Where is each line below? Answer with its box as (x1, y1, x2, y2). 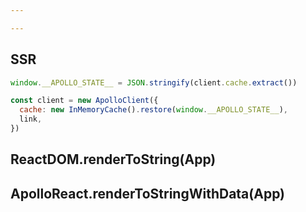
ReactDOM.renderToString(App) (10, 151, 217, 168)
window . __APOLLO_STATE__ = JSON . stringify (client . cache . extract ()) (10, 77, 298, 88)
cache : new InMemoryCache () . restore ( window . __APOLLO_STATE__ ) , (19, 105, 289, 115)
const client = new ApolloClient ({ (10, 96, 159, 106)
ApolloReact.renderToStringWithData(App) (10, 185, 286, 202)
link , (19, 114, 43, 125)
